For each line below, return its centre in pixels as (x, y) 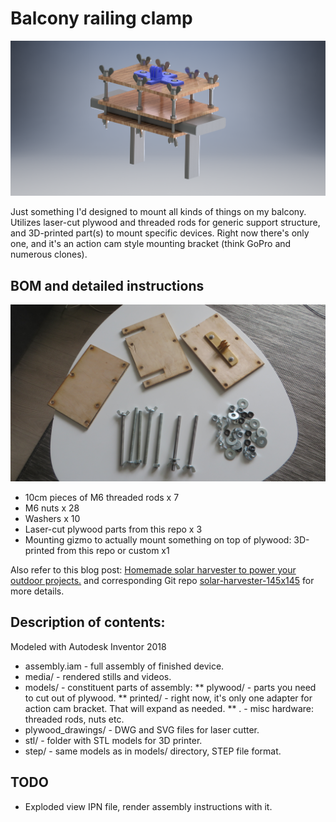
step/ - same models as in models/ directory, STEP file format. (153, 751)
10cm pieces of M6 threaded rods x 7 (102, 498)
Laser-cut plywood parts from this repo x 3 (113, 529)
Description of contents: (88, 622)
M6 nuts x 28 (52, 508)
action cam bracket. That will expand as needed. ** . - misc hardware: (169, 708)
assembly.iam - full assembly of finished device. (124, 666)
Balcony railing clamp (101, 18)
